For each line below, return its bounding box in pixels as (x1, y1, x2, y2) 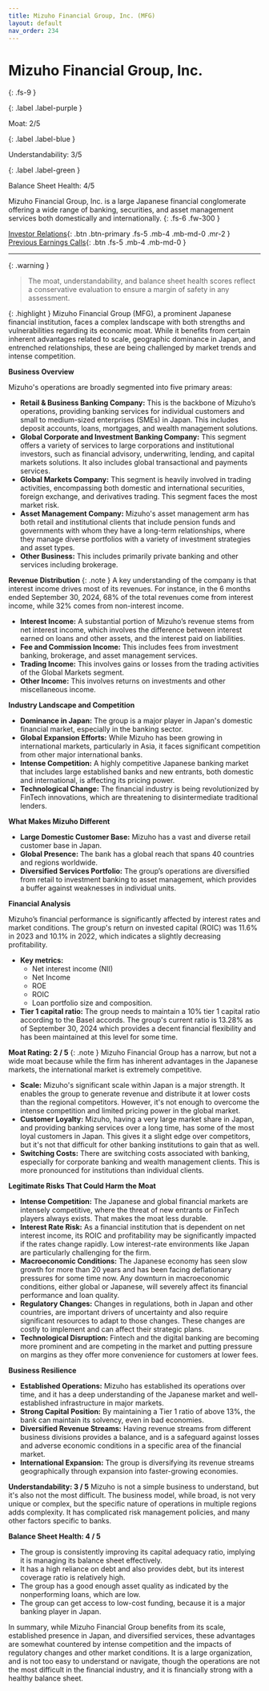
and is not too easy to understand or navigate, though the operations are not (8, 1657, 260, 1666)
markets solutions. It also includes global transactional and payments (19, 458, 248, 468)
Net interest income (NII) (31, 964, 114, 974)
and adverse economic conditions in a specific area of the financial (19, 1441, 242, 1450)
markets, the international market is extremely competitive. (8, 1064, 203, 1075)
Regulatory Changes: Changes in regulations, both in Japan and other (19, 1299, 254, 1308)
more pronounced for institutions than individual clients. (19, 1166, 204, 1175)
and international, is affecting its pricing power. (19, 776, 175, 785)
